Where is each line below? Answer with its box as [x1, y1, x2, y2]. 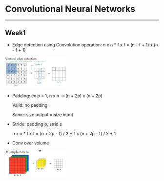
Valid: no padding [12, 102, 48, 108]
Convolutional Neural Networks [5, 3, 136, 15]
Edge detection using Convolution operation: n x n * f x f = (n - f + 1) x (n [12, 41, 158, 47]
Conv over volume [12, 140, 49, 146]
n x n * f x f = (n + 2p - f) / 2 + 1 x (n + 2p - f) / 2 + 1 [12, 130, 116, 136]
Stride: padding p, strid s [12, 121, 62, 127]
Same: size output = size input [12, 111, 73, 118]
